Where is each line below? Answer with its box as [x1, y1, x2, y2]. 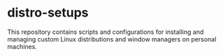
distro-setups [7, 5, 89, 21]
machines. [7, 42, 37, 50]
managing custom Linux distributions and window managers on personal [7, 35, 217, 43]
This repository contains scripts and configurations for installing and [7, 28, 204, 36]
